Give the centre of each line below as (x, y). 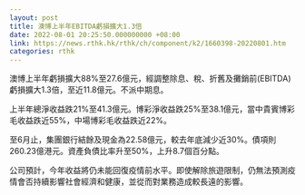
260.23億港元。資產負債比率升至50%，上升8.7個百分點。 (117, 151)
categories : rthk (42, 52)
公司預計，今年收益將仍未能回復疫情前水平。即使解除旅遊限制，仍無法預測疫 (152, 171)
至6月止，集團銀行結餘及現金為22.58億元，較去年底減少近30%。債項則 (143, 140)
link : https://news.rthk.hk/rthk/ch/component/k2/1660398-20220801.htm (148, 43)
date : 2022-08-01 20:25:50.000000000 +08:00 (95, 34)
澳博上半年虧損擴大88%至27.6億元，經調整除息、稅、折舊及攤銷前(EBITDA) (151, 79)
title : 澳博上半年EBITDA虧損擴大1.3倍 (76, 26)
